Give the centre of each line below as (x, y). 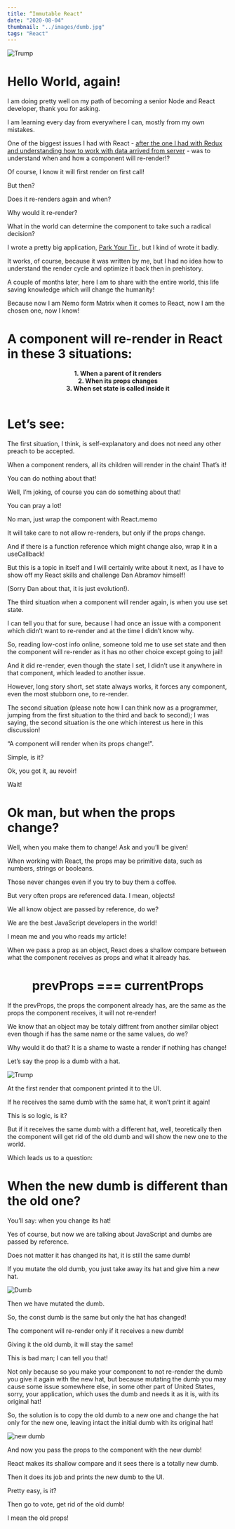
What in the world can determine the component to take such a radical (109, 226)
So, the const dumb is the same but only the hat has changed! (97, 1317)
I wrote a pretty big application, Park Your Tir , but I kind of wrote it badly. (113, 247)
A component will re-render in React (115, 339)
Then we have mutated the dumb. (56, 1303)
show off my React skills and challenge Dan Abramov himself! (96, 575)
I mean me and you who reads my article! (67, 936)
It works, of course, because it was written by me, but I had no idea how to (115, 261)
